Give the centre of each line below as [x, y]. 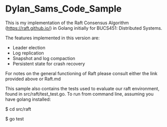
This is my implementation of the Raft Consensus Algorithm [67, 23]
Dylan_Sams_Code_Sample [64, 9]
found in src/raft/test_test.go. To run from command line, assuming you [79, 94]
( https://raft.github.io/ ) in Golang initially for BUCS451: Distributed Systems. [84, 28]
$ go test [15, 118]
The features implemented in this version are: [53, 38]
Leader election [29, 47]
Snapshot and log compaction [44, 58]
